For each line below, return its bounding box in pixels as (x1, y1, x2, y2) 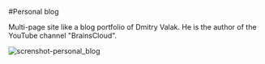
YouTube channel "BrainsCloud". (8, 31, 118, 40)
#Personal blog (8, 7, 59, 16)
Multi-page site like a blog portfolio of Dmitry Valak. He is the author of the (8, 22, 257, 31)
